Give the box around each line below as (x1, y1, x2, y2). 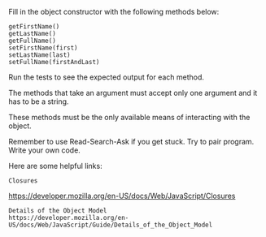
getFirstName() (8, 23, 60, 31)
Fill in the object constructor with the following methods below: (8, 7, 220, 16)
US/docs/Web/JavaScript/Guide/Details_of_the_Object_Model (8, 221, 213, 229)
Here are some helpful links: (8, 162, 103, 170)
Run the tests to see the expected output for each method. (8, 72, 205, 82)
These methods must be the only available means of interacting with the (8, 113, 251, 122)
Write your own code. (8, 145, 81, 155)
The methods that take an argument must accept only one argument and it (8, 88, 258, 97)
